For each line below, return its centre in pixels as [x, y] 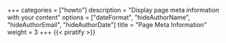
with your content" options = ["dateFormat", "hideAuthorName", [99, 17]
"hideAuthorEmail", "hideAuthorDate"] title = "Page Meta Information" [107, 25]
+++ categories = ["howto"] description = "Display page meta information [113, 10]
